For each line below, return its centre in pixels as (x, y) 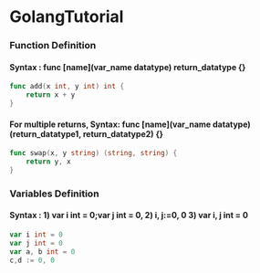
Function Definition (53, 46)
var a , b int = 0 (42, 252)
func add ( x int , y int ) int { (67, 87)
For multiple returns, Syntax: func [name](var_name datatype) (130, 124)
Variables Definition (54, 194)
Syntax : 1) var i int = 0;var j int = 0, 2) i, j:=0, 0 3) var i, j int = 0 (129, 215)
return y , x (48, 162)
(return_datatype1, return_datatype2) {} (87, 133)
